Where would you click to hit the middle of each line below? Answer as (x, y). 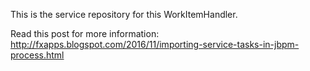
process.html (37, 55)
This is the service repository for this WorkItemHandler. (124, 14)
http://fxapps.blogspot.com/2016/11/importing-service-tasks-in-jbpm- (155, 44)
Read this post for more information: (85, 33)
